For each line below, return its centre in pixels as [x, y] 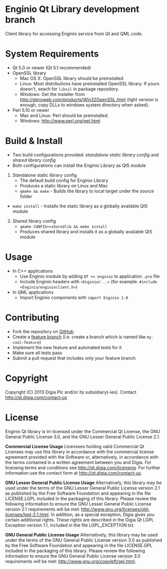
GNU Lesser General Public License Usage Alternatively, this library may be [83, 483]
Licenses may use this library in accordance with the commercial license [80, 452]
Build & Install [34, 141]
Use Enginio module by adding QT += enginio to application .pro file [90, 276]
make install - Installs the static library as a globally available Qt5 [80, 206]
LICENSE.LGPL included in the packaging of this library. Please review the [81, 499]
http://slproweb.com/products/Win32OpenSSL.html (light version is [89, 99]
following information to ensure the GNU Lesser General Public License [78, 504]
